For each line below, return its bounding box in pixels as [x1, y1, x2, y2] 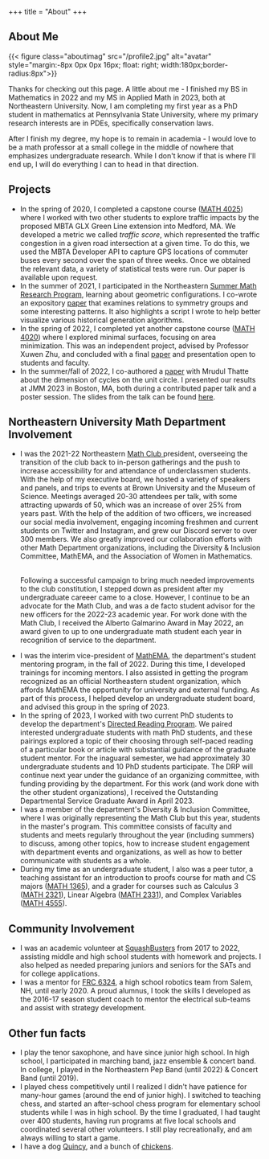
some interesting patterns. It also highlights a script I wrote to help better [19, 306, 261, 316]
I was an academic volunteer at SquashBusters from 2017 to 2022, [19, 944, 241, 953]
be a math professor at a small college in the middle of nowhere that [8, 142, 234, 152]
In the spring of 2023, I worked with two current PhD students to [19, 711, 234, 720]
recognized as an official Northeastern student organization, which [19, 677, 242, 686]
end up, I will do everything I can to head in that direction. [8, 159, 199, 169]
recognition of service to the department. [19, 635, 157, 645]
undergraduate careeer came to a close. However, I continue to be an [19, 592, 251, 602]
